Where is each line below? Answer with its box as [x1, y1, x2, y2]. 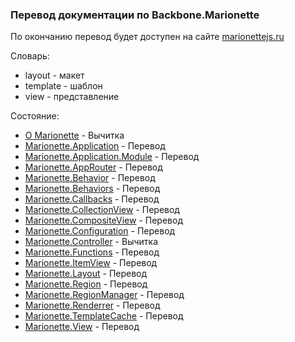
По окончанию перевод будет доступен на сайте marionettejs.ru [10, 31, 285, 43]
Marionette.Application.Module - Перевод [24, 151, 200, 163]
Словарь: [10, 50, 50, 62]
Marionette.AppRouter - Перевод [24, 161, 163, 173]
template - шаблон [24, 80, 103, 92]
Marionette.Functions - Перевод [24, 246, 160, 258]
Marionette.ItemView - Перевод [24, 257, 158, 269]
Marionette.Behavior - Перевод [24, 172, 156, 184]
